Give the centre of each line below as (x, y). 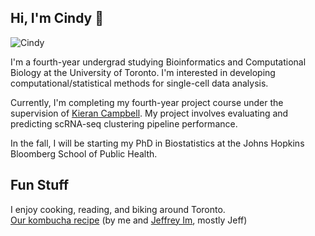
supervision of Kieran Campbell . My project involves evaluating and (149, 113)
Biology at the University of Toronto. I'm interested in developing (143, 72)
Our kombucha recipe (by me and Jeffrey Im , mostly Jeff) (129, 220)
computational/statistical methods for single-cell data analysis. (139, 83)
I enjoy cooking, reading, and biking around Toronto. (118, 209)
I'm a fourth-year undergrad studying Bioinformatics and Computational (158, 62)
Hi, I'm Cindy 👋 (57, 18)
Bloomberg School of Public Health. (84, 153)
